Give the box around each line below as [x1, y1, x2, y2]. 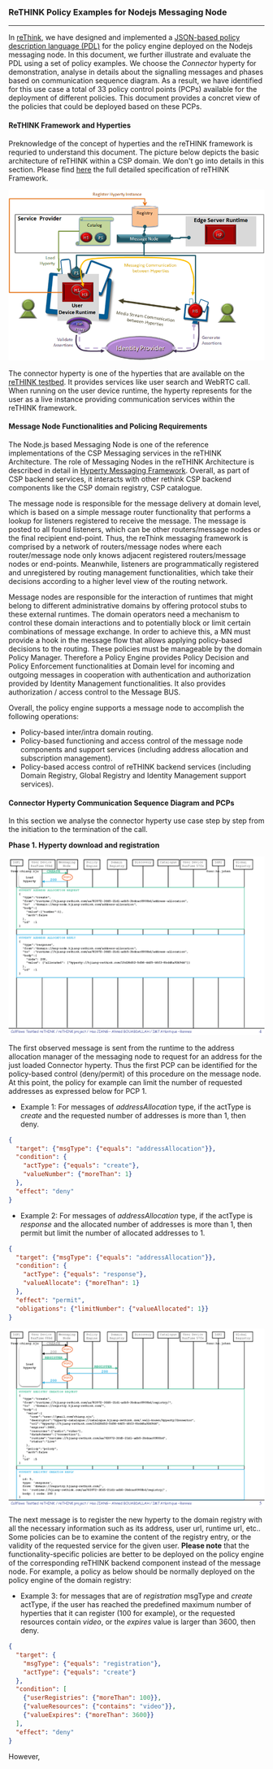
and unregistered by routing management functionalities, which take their [8, 568, 254, 577]
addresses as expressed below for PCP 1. [8, 1086, 148, 1096]
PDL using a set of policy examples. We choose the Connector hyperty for [8, 59, 257, 68]
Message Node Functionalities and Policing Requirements [8, 421, 208, 431]
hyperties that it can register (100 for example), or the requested [19, 1609, 236, 1619]
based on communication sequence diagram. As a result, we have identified [8, 76, 262, 85]
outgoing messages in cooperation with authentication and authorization [8, 670, 251, 680]
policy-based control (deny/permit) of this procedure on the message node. [8, 1069, 262, 1078]
